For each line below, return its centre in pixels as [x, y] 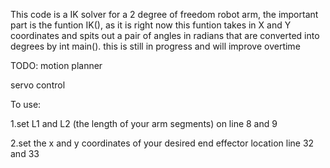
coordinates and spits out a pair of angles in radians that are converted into [165, 35]
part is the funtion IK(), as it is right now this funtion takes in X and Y [151, 25]
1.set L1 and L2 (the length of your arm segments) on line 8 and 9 [144, 123]
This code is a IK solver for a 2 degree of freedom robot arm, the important [164, 14]
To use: [26, 104]
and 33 [25, 153]
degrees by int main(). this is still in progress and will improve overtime [155, 46]
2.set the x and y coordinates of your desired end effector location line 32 [162, 143]
